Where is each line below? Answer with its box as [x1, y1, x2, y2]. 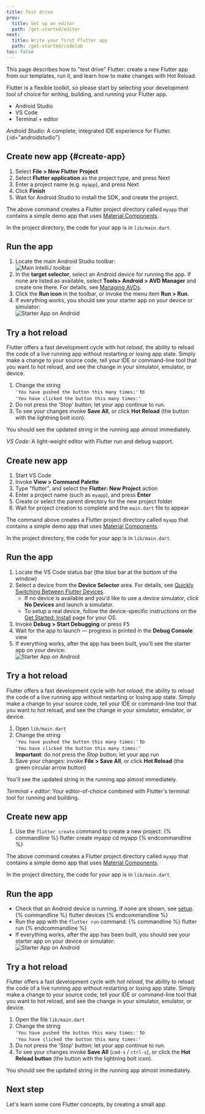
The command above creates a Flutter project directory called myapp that [6, 516, 189, 523]
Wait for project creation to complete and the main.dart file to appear [15, 504, 189, 511]
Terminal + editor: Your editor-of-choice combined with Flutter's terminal [6, 787, 190, 795]
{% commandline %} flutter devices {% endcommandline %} [15, 912, 168, 919]
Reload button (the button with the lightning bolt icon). [15, 1055, 153, 1062]
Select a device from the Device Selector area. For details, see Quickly [15, 581, 194, 589]
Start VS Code [15, 472, 52, 479]
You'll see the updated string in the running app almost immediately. [6, 775, 178, 783]
